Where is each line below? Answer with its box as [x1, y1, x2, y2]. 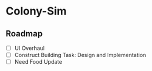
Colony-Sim [5, 4, 67, 18]
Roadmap [5, 29, 43, 39]
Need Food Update [14, 58, 63, 66]
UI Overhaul [14, 44, 45, 52]
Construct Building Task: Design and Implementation [14, 52, 147, 59]
